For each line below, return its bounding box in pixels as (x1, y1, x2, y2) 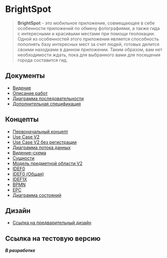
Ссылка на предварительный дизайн (12, 220, 91, 226)
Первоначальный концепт (12, 128, 68, 134)
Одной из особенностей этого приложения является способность (17, 36, 159, 42)
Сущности (12, 155, 35, 161)
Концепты (5, 115, 39, 124)
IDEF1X (12, 176, 27, 182)
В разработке (5, 248, 35, 254)
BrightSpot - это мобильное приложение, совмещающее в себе (17, 20, 155, 26)
